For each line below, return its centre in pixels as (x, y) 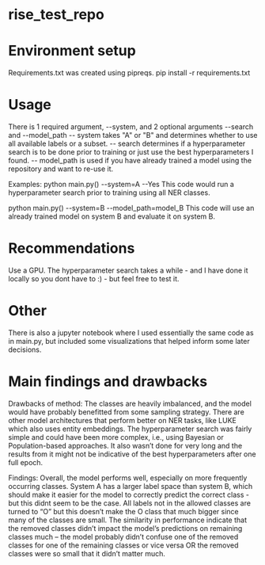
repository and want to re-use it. (61, 169)
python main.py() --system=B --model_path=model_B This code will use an (131, 208)
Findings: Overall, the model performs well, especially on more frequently (128, 478)
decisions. (25, 349)
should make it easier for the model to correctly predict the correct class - (129, 494)
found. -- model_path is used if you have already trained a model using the (130, 161)
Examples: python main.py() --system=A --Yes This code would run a (121, 185)
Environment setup (72, 51)
